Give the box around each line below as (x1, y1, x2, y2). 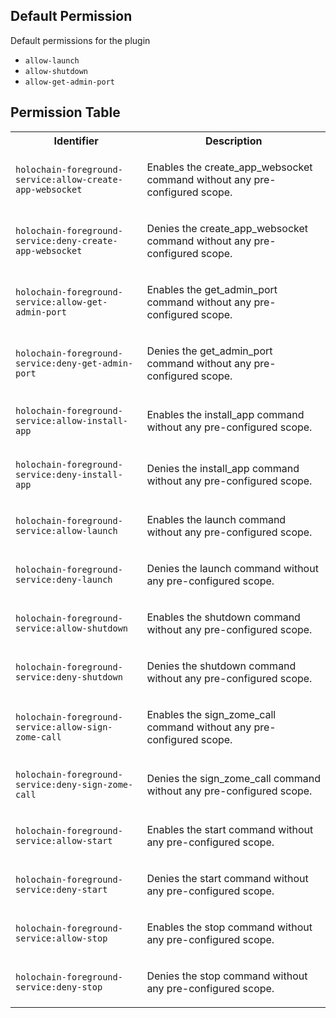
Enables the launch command (146, 512, 287, 526)
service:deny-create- (15, 235, 118, 246)
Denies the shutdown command (146, 659, 297, 673)
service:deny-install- (15, 469, 123, 480)
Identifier (53, 134, 99, 148)
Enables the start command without (146, 822, 314, 836)
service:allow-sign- (15, 721, 113, 733)
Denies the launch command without (146, 561, 319, 575)
